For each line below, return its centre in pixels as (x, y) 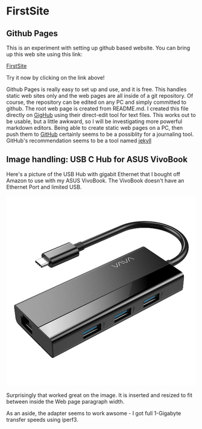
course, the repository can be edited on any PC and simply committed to (96, 102)
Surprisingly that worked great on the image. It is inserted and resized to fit (99, 395)
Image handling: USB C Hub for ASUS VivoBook (97, 160)
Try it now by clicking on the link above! (55, 78)
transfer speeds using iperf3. (42, 419)
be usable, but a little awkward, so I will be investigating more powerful (94, 121)
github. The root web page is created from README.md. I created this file (97, 109)
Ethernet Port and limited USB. (44, 187)
